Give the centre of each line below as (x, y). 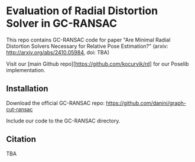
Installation (27, 89)
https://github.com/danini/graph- (146, 103)
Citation (21, 139)
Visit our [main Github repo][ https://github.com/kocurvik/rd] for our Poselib (97, 64)
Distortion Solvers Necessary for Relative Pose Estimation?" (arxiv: (87, 46)
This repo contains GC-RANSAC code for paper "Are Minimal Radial (88, 40)
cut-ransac (19, 109)
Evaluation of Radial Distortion (82, 11)
